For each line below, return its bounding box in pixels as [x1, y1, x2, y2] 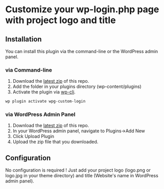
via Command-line [5, 66, 53, 74]
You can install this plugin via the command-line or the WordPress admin [5, 49, 158, 54]
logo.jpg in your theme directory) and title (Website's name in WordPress [5, 173, 158, 179]
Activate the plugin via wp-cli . [12, 89, 76, 95]
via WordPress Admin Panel [5, 111, 76, 118]
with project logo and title [5, 14, 116, 26]
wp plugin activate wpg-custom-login [5, 99, 86, 104]
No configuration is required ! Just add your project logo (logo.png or [5, 167, 151, 173]
